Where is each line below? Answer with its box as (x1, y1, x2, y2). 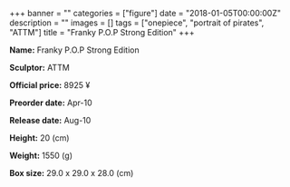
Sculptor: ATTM (9, 63, 70, 73)
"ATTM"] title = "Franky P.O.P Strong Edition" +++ (9, 27, 195, 37)
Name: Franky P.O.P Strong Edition (9, 44, 140, 55)
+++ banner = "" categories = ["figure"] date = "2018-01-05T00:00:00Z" (9, 8, 282, 18)
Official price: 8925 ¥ (9, 80, 91, 90)
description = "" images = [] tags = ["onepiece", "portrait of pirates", (9, 17, 265, 28)
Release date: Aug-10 (9, 115, 92, 125)
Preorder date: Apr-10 (9, 97, 92, 108)
